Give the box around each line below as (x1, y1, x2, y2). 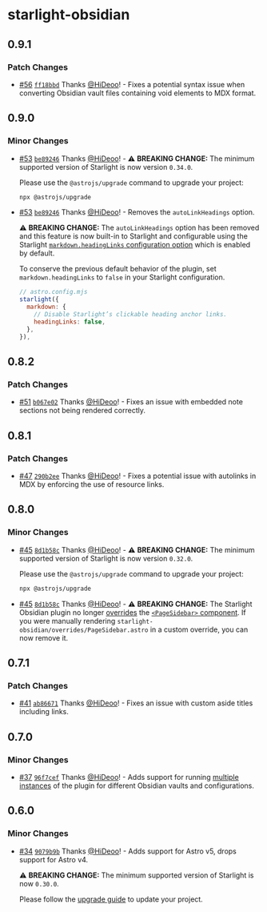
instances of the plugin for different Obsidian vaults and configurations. (18, 781, 255, 790)
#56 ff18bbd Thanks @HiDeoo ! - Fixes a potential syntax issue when (18, 79, 245, 89)
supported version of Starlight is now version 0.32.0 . (18, 553, 193, 563)
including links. (18, 707, 70, 717)
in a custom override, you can (149, 625, 249, 634)
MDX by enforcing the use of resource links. (18, 479, 165, 489)
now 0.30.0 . (18, 878, 59, 888)
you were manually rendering (18, 616, 116, 625)
